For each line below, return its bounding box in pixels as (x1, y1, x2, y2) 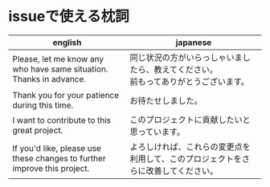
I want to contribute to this (12, 114, 112, 125)
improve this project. (12, 162, 90, 173)
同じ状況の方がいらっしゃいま (129, 51, 243, 63)
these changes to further (12, 152, 106, 164)
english (52, 37, 82, 48)
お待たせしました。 (129, 95, 202, 106)
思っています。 (129, 126, 186, 137)
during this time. (12, 100, 74, 111)
